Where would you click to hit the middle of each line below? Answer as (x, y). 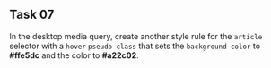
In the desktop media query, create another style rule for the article (136, 36)
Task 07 (32, 15)
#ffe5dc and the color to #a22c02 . (74, 55)
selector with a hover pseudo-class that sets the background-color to (135, 46)
